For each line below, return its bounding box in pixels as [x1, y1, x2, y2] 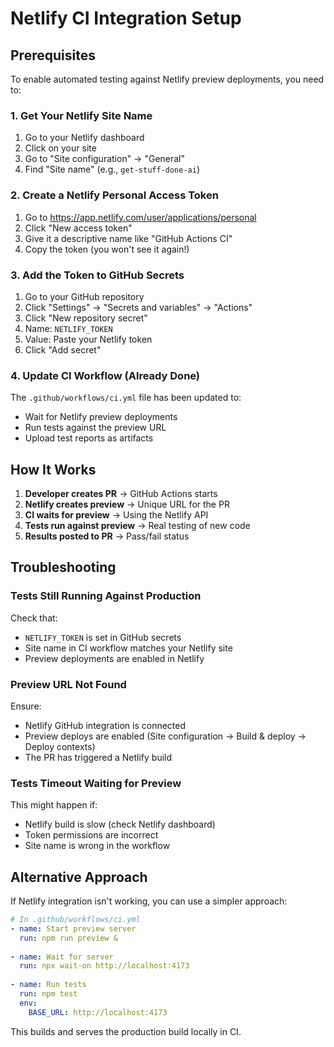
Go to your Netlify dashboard [24, 132, 145, 144]
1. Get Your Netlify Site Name [10, 108, 153, 122]
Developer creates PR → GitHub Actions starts [24, 488, 218, 499]
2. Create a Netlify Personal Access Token [10, 188, 219, 202]
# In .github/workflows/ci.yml [10, 915, 141, 925]
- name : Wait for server [10, 952, 114, 962]
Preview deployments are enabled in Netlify [24, 652, 205, 664]
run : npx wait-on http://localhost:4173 [19, 961, 190, 971]
